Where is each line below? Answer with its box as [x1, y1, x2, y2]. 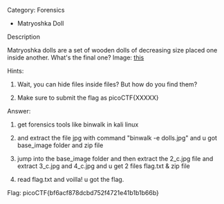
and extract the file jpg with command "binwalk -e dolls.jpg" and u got [17, 134, 218, 142]
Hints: [7, 67, 24, 75]
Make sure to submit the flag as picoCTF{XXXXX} [17, 93, 159, 102]
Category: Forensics [7, 6, 65, 14]
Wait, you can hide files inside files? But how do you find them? [17, 80, 198, 89]
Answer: [7, 107, 31, 115]
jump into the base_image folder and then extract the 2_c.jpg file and [17, 155, 214, 163]
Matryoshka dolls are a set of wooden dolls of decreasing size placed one [7, 46, 218, 54]
